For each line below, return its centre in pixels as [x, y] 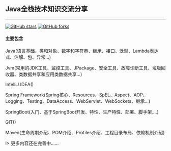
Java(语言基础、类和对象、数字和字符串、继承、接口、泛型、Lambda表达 [82, 51]
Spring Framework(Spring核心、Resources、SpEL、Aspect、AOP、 [76, 95]
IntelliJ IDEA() [20, 85]
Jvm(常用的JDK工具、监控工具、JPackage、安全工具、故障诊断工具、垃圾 [83, 68]
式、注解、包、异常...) [28, 57]
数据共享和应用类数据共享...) [52, 74]
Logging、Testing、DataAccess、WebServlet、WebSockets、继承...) [78, 101]
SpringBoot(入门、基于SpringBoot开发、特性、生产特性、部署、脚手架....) [82, 112]
